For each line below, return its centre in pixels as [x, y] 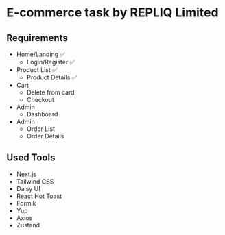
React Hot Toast [39, 196]
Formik [26, 203]
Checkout [40, 100]
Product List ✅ [37, 70]
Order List [41, 129]
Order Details [45, 136]
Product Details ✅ [52, 77]
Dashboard [42, 114]
